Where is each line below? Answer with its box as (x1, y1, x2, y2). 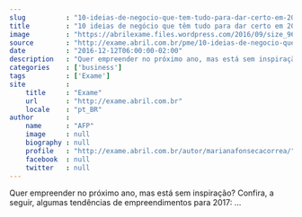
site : (9, 80, 70, 89)
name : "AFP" (25, 122, 94, 131)
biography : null (25, 138, 91, 147)
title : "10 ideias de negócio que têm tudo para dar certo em (9, 22, 283, 30)
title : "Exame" (25, 88, 102, 97)
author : (9, 113, 70, 122)
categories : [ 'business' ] (9, 64, 123, 73)
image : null (25, 130, 91, 139)
